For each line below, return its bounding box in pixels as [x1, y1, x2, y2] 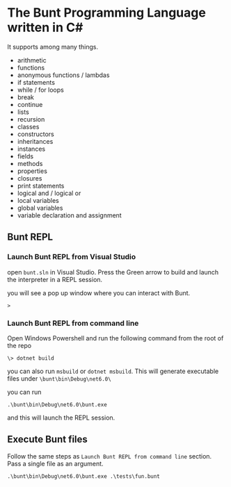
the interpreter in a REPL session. [7, 275, 103, 283]
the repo [7, 341, 32, 349]
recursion [17, 115, 45, 123]
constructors [17, 130, 54, 138]
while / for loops [17, 85, 64, 94]
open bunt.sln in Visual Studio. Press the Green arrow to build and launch [7, 267, 219, 276]
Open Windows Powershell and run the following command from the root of [7, 333, 224, 342]
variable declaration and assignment [17, 211, 122, 220]
